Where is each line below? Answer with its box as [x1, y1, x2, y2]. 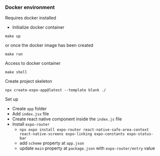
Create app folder [12, 106, 47, 112]
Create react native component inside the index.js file [12, 116, 122, 122]
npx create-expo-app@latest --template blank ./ [5, 88, 106, 93]
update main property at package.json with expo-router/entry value [19, 145, 155, 151]
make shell [5, 70, 27, 75]
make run [5, 52, 23, 57]
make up [5, 34, 21, 39]
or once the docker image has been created [5, 42, 94, 48]
